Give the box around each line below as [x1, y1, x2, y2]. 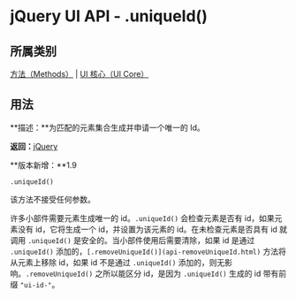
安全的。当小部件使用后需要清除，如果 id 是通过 [80, 234, 255, 245]
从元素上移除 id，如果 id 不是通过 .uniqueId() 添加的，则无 [10, 256, 225, 267]
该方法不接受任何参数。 [10, 194, 95, 204]
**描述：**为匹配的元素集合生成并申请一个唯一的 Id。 [10, 122, 206, 133]
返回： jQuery [10, 141, 58, 151]
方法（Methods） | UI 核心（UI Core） [10, 69, 149, 79]
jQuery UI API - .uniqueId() [10, 6, 209, 27]
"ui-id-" [19, 280, 52, 289]
